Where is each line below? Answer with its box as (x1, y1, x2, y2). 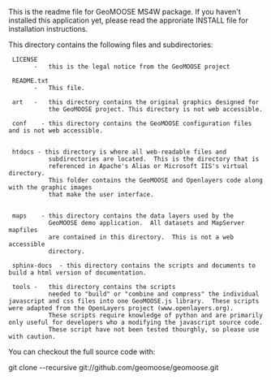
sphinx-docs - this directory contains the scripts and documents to (11, 261, 256, 270)
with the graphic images (8, 184, 92, 192)
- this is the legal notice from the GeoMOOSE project (33, 63, 230, 71)
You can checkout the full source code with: (8, 347, 156, 356)
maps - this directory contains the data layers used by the (11, 212, 234, 220)
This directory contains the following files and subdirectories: (8, 40, 213, 50)
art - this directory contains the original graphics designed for (11, 98, 260, 106)
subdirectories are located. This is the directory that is (48, 155, 260, 163)
